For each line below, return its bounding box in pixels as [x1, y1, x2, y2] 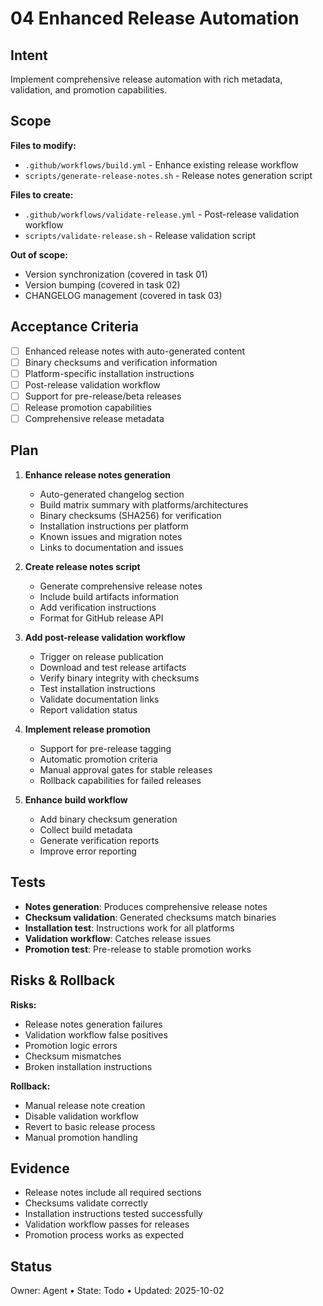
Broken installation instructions [24, 1060, 153, 1072]
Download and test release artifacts [39, 661, 187, 673]
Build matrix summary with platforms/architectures [39, 498, 249, 511]
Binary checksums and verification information [24, 356, 218, 368]
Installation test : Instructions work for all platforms [24, 922, 235, 934]
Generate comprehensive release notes [39, 580, 203, 592]
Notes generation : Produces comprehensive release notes [24, 900, 268, 912]
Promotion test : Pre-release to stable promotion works [24, 943, 252, 955]
